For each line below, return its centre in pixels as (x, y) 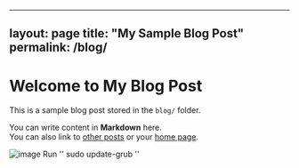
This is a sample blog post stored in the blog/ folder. (105, 110)
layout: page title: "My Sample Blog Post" (127, 33)
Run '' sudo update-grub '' (91, 154)
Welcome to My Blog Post (106, 86)
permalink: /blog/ (58, 48)
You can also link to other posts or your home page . (104, 137)
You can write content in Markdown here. (86, 128)
